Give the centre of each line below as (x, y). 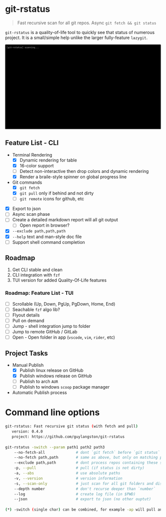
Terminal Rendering (32, 155)
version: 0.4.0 (27, 432)
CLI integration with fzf (36, 275)
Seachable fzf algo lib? (36, 309)
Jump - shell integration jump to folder (51, 326)
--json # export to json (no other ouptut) (83, 499)
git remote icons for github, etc (52, 199)
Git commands (27, 182)
